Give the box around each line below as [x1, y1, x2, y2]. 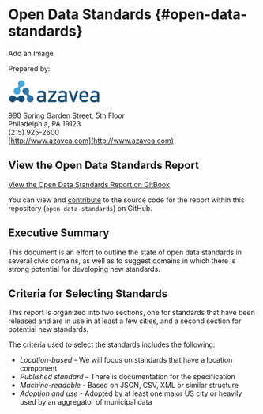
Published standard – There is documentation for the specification [19, 372, 235, 382]
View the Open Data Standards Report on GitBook [8, 179, 171, 189]
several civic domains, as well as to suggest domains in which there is [8, 255, 236, 265]
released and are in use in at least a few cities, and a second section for [8, 316, 242, 326]
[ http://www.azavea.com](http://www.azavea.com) [8, 136, 174, 145]
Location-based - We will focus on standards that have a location [19, 356, 233, 365]
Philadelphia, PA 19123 [8, 119, 81, 128]
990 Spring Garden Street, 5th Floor [8, 111, 125, 120]
